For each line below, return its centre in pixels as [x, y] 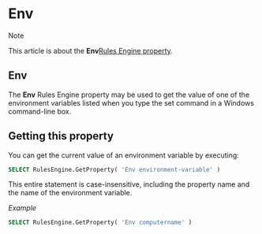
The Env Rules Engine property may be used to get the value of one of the [129, 95]
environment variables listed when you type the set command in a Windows [131, 102]
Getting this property [61, 136]
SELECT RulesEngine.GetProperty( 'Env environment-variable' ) [114, 169]
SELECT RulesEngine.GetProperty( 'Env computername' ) [100, 223]
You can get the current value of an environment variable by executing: [124, 155]
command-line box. [40, 111]
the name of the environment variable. [70, 193]
